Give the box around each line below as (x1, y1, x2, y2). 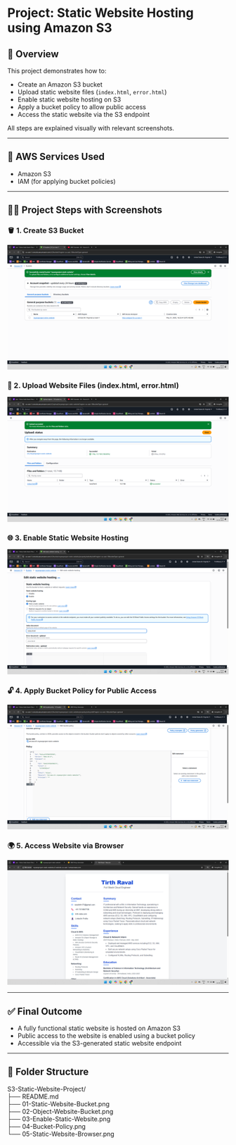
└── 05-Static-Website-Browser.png (7, 1129, 114, 1138)
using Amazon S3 (7, 20, 112, 36)
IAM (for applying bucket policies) (17, 177, 116, 185)
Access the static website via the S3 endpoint (17, 111, 150, 118)
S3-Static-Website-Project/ (7, 1084, 86, 1093)
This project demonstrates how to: (7, 67, 107, 75)
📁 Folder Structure (7, 1066, 89, 1078)
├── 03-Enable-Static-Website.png (7, 1115, 111, 1123)
